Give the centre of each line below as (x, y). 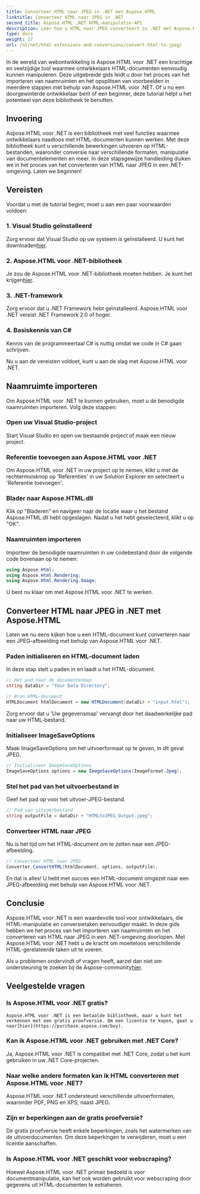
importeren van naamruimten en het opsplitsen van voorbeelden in (88, 81)
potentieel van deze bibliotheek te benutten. (60, 100)
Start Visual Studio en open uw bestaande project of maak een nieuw (91, 435)
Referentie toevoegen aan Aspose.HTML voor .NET (82, 457)
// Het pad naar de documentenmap (49, 680)
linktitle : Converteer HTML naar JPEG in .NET (65, 17)
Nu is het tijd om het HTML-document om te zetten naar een (80, 844)
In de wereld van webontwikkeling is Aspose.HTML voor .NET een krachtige (99, 62)
